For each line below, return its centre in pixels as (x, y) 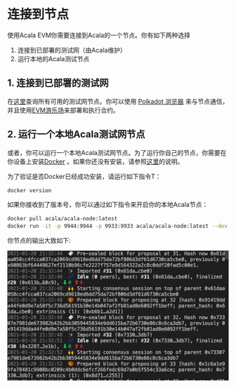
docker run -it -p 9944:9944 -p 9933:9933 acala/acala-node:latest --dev (118, 226)
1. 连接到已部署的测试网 (58, 83)
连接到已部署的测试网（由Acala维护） (72, 50)
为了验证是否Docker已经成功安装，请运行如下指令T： (84, 176)
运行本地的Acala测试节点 (53, 59)
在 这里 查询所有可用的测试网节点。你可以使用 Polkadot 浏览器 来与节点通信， (118, 101)
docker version (29, 190)
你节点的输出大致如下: (39, 241)
